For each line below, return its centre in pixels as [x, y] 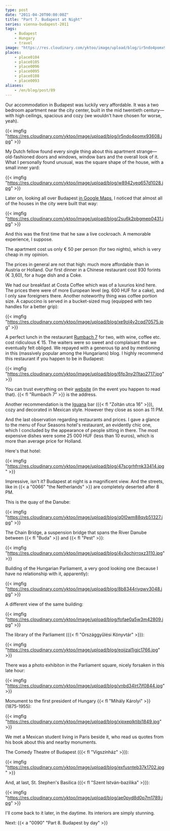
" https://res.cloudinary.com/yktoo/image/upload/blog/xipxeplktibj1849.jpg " [83, 721]
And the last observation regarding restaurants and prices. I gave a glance [83, 419]
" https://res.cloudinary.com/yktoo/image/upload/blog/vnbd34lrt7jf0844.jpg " [85, 685]
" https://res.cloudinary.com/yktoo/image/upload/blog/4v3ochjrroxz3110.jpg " [85, 553]
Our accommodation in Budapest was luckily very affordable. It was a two [82, 105]
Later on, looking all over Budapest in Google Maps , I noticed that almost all [84, 198]
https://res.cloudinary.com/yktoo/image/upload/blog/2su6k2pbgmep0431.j [86, 218]
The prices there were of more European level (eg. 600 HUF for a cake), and [85, 290]
